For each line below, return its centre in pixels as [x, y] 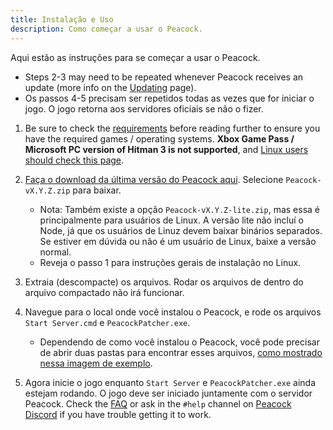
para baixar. [97, 190]
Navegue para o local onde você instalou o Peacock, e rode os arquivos [173, 312]
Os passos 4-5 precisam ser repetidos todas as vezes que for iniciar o [169, 98]
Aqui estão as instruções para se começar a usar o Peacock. [135, 57]
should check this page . [74, 160]
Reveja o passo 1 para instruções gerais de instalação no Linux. [170, 262]
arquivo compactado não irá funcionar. [104, 292]
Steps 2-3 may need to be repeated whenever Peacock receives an [164, 77]
